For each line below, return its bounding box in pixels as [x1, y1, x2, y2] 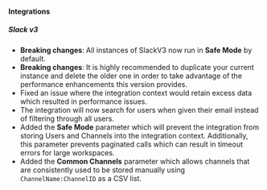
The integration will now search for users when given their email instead [19, 105, 259, 114]
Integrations [8, 6, 51, 16]
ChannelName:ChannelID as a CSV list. [19, 173, 142, 183]
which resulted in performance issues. [19, 97, 147, 106]
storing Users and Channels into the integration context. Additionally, [19, 130, 249, 140]
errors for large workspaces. [19, 147, 115, 157]
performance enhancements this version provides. [19, 79, 187, 89]
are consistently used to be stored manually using [19, 165, 186, 175]
